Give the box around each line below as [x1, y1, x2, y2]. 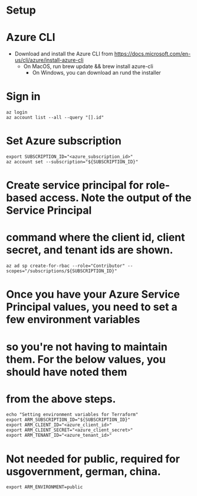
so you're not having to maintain [6, 340, 168, 353]
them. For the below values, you [6, 353, 166, 366]
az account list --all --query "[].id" [6, 115, 104, 121]
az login [6, 109, 28, 115]
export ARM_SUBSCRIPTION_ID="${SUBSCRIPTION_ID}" [6, 417, 131, 423]
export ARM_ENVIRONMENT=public [6, 484, 83, 490]
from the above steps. [6, 392, 116, 405]
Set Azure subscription [6, 134, 122, 148]
